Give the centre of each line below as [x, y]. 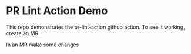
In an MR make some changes [43, 45]
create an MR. [23, 33]
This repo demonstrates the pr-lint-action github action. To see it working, [95, 27]
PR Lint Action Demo [57, 11]
